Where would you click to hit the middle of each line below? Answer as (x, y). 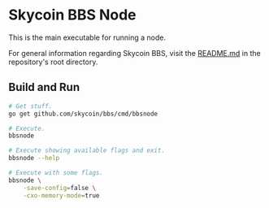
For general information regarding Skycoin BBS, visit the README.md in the (135, 53)
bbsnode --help (34, 158)
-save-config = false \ (59, 188)
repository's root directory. (53, 62)
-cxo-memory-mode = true (61, 195)
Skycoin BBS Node (72, 15)
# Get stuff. (30, 106)
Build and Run (44, 87)
